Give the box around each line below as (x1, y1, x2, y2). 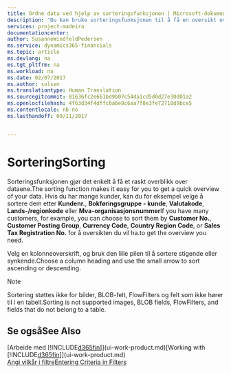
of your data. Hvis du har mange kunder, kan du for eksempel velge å (7, 192, 203, 200)
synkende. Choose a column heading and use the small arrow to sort (7, 256, 200, 265)
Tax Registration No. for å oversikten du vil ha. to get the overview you (7, 228, 207, 236)
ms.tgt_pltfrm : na (7, 61, 60, 68)
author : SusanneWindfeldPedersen (7, 36, 103, 43)
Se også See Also (7, 325, 81, 336)
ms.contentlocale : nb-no (7, 106, 78, 113)
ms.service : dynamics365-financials (7, 42, 112, 49)
